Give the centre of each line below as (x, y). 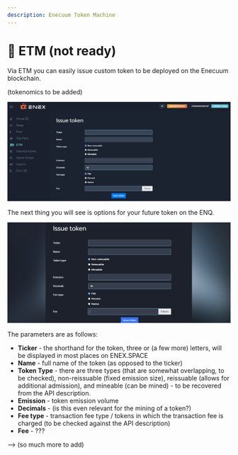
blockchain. (24, 78)
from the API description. (54, 393)
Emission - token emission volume (68, 401)
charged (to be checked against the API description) (94, 423)
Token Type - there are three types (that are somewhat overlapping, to (121, 371)
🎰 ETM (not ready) (62, 51)
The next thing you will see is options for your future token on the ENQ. (111, 212)
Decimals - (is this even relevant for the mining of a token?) (104, 408)
